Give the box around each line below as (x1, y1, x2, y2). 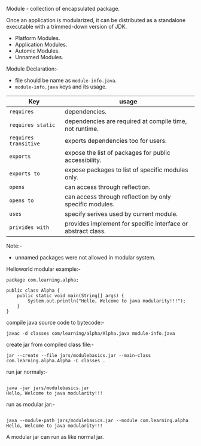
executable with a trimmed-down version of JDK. (6, 23, 127, 30)
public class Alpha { (6, 288, 60, 294)
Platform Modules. (14, 35, 60, 41)
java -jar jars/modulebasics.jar (6, 385, 90, 391)
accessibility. (65, 156, 102, 164)
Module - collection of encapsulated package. (6, 5, 120, 12)
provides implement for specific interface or (65, 219, 188, 228)
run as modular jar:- (6, 401, 55, 408)
